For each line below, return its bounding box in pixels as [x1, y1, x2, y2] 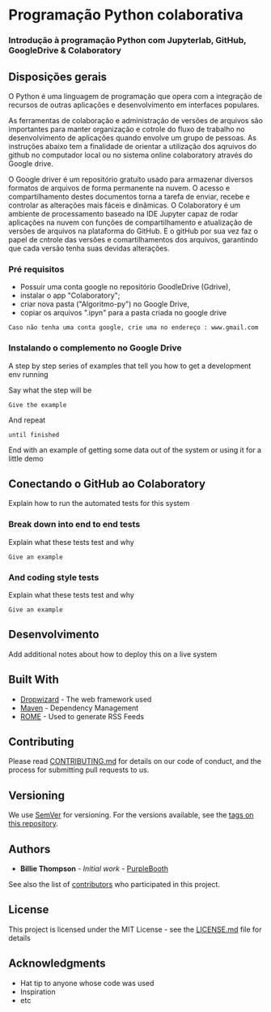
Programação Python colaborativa [8, 6, 244, 24]
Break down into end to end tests [8, 519, 141, 530]
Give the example [8, 401, 67, 409]
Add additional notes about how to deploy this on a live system [8, 649, 218, 658]
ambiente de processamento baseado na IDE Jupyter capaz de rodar [8, 208, 239, 218]
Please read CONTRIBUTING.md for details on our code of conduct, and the [8, 757, 261, 766]
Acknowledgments [8, 957, 107, 971]
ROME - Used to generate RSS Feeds [19, 711, 144, 721]
